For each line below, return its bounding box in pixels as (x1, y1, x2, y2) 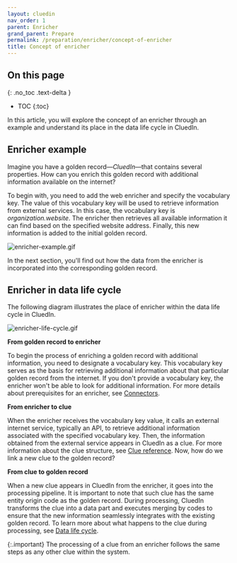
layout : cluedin (7, 10, 55, 18)
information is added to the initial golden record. (7, 228, 147, 237)
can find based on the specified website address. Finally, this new (7, 221, 200, 230)
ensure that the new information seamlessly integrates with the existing (7, 511, 216, 520)
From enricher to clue (7, 402, 72, 411)
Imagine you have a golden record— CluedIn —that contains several (7, 162, 202, 170)
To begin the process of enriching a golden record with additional (7, 352, 198, 360)
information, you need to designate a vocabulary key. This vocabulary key (7, 359, 223, 368)
